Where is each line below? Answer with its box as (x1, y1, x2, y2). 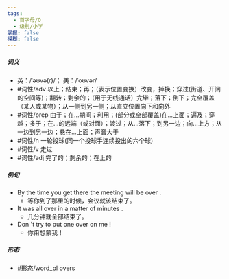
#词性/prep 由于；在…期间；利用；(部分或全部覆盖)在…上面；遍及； (16, 111, 209, 119)
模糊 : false (7, 36, 39, 43)
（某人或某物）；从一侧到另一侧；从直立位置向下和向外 (16, 102, 171, 111)
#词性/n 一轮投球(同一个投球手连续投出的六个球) (16, 137, 154, 145)
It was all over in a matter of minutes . (16, 204, 123, 213)
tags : (7, 10, 23, 17)
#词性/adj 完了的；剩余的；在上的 (16, 154, 112, 162)
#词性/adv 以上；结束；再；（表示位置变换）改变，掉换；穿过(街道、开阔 (16, 85, 221, 93)
